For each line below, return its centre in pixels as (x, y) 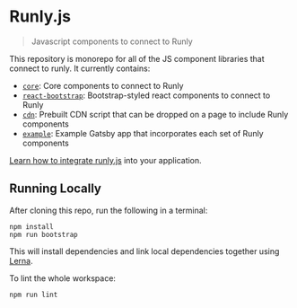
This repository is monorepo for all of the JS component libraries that (137, 58)
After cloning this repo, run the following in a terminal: (109, 210)
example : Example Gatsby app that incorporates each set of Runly (143, 133)
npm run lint (34, 295)
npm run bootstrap (44, 234)
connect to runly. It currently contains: (80, 68)
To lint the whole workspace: (63, 278)
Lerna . (21, 260)
